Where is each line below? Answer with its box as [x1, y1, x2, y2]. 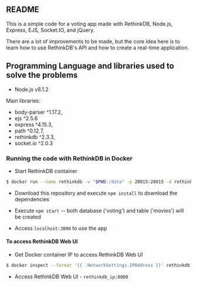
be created [14, 213, 41, 220]
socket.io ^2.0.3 [14, 139, 53, 147]
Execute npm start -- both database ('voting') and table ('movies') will [14, 207, 184, 214]
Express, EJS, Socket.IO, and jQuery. [6, 26, 95, 33]
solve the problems [6, 70, 78, 80]
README [6, 5, 39, 15]
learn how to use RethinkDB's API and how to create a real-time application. [6, 44, 189, 51]
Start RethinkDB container [14, 167, 77, 175]
